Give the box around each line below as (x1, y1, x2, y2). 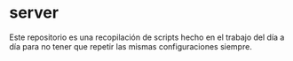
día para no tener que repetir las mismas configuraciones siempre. (9, 41, 253, 51)
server (9, 3, 59, 23)
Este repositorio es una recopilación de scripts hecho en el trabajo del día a (9, 32, 285, 42)
